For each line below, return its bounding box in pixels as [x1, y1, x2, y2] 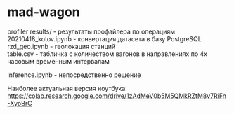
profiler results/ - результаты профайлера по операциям [7, 27, 176, 36]
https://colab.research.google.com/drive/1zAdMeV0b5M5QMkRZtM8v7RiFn [7, 92, 227, 100]
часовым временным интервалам [7, 57, 110, 65]
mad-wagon [7, 4, 80, 20]
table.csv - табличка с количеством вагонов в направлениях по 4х [7, 50, 208, 58]
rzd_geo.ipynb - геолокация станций [7, 42, 116, 50]
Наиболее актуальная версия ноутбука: [7, 84, 128, 92]
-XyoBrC [7, 99, 33, 107]
